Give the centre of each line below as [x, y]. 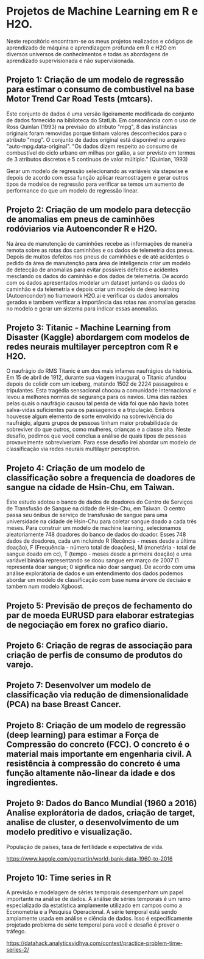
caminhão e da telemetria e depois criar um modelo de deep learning [93, 289]
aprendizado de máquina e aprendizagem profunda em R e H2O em [91, 48]
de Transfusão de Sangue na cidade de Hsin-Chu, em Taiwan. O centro [96, 509]
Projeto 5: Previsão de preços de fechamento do [100, 605]
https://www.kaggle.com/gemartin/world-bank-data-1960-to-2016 [90, 858]
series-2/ [18, 950]
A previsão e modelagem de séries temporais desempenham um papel [95, 892]
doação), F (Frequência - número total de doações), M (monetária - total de [101, 548]
